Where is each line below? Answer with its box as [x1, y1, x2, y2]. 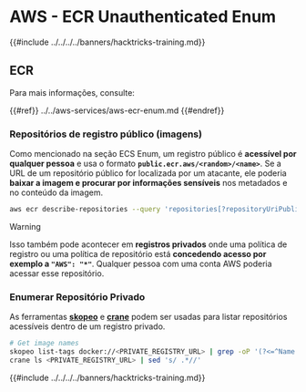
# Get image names [9, 339, 79, 348]
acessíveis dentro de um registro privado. [9, 321, 166, 332]
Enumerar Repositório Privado [9, 290, 146, 303]
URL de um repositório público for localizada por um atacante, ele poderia [9, 168, 287, 179]
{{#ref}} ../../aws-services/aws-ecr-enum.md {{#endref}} [9, 105, 225, 116]
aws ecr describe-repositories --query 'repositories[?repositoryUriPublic [9, 205, 303, 214]
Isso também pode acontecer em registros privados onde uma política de [9, 239, 288, 250]
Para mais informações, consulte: [9, 87, 135, 98]
